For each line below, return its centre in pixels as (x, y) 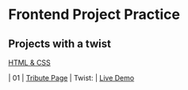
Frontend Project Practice (94, 15)
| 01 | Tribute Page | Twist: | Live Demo (71, 78)
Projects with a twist (59, 44)
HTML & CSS (30, 62)
